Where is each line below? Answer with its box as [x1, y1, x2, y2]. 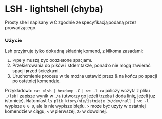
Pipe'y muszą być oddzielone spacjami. [12, 58, 92, 63]
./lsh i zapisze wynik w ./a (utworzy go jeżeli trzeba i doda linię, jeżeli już [5, 93, 156, 99]
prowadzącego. [5, 24, 37, 30]
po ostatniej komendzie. [12, 78, 61, 84]
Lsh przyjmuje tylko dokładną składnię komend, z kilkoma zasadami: [5, 48, 143, 54]
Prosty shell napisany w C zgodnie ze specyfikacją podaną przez [5, 20, 136, 25]
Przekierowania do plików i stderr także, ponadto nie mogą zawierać [12, 62, 151, 69]
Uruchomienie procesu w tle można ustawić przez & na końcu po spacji [12, 73, 157, 79]
